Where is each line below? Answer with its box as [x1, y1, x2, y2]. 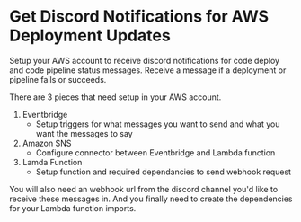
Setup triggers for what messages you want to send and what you [35, 119, 280, 129]
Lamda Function [22, 156, 83, 167]
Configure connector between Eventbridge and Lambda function [35, 147, 276, 158]
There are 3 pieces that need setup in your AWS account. [9, 92, 222, 102]
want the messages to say [35, 128, 133, 138]
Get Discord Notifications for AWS [9, 6, 270, 27]
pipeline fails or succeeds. [9, 74, 107, 84]
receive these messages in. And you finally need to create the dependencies [9, 193, 293, 204]
